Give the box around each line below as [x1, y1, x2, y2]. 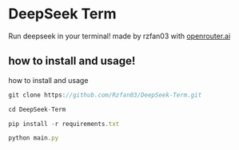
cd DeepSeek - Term [8, 105, 66, 113]
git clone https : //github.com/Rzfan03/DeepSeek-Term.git [8, 91, 202, 99]
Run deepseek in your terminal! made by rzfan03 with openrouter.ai [8, 31, 231, 41]
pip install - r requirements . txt [8, 120, 120, 128]
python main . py [8, 134, 59, 142]
